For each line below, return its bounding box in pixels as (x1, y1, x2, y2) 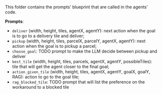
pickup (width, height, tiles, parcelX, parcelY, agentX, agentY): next (12, 38, 146, 44)
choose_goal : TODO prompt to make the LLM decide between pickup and (12, 48, 157, 54)
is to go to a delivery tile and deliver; (12, 33, 85, 39)
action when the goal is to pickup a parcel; (12, 43, 97, 49)
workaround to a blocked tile (12, 84, 69, 90)
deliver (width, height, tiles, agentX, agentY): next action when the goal (12, 28, 156, 33)
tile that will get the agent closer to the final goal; (12, 64, 110, 69)
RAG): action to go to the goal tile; (12, 74, 80, 80)
